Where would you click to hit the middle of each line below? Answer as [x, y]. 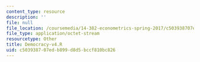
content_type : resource [36, 12]
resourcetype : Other [32, 39]
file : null [20, 22]
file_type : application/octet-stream [53, 34]
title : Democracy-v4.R [34, 45]
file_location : [25, 28]
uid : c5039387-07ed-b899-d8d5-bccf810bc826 [61, 50]
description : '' [26, 17]
